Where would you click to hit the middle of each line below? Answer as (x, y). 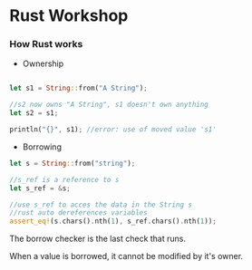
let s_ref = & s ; (40, 188)
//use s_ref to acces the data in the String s (101, 205)
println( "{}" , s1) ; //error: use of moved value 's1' (113, 130)
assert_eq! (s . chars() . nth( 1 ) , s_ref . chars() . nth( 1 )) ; (113, 222)
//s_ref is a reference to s (64, 179)
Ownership (43, 63)
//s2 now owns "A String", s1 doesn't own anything (109, 105)
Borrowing (42, 147)
